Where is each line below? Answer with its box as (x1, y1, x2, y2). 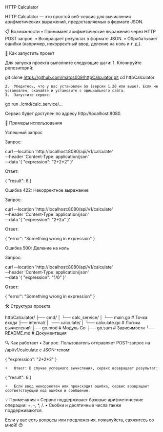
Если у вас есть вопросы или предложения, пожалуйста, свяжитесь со (5, 417, 155, 423)
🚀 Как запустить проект (5, 50, 55, 56)
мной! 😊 (5, 422, 23, 428)
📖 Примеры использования (5, 120, 62, 126)
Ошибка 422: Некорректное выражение (5, 187, 89, 193)
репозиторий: (5, 65, 34, 70)
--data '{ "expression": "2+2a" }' (5, 217, 71, 222)
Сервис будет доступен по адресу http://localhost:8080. (5, 111, 122, 116)
